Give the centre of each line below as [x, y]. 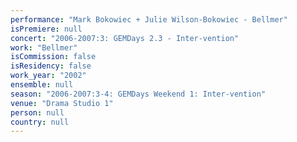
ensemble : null [42, 85]
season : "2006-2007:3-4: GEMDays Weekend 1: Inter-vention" [138, 94]
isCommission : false [53, 57]
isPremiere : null [46, 29]
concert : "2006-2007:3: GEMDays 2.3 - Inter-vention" [125, 38]
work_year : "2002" [48, 76]
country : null [40, 122]
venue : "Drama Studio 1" [62, 103]
